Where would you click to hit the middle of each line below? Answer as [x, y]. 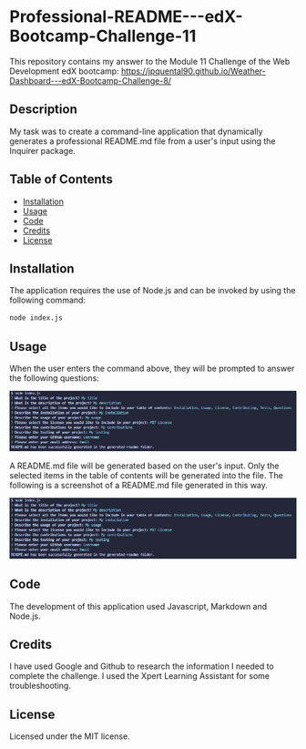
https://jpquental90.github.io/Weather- [194, 71]
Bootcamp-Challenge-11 [103, 36]
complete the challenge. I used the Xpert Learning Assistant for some [140, 676]
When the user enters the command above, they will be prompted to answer [152, 369]
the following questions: [55, 378]
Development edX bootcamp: [65, 71]
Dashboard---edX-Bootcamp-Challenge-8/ [90, 80]
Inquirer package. [42, 150]
